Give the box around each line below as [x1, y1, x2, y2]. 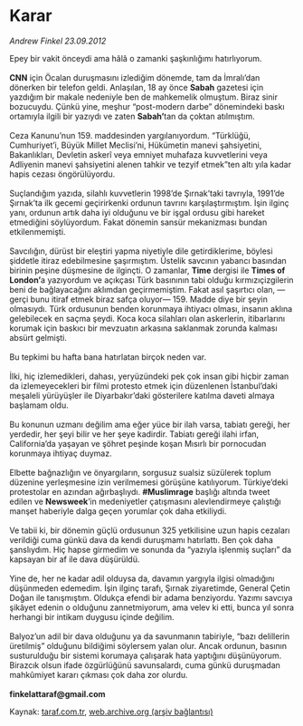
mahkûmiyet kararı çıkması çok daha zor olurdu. [9, 669, 188, 680]
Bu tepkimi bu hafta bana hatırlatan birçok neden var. [9, 351, 206, 363]
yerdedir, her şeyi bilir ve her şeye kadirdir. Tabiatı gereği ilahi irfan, [9, 428, 260, 440]
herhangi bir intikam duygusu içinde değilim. [9, 611, 175, 622]
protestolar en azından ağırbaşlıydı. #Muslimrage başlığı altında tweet [9, 486, 270, 497]
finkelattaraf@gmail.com [9, 688, 106, 699]
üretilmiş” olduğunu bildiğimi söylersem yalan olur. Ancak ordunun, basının [9, 640, 288, 651]
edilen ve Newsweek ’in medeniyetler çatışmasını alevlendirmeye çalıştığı [9, 496, 282, 507]
